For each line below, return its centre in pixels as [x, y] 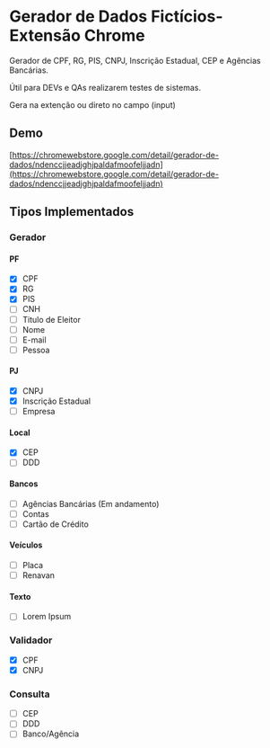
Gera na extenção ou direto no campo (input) [93, 104]
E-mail [34, 340]
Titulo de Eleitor [51, 319]
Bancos [24, 484]
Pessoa [36, 350]
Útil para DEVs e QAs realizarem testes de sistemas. [105, 87]
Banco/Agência [51, 734]
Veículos [26, 545]
